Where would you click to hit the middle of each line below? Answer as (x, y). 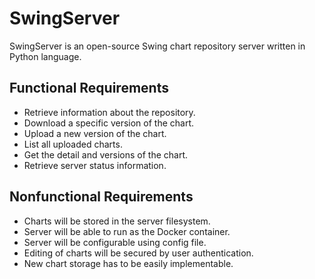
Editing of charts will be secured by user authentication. (138, 253)
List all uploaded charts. (73, 144)
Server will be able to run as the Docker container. (127, 231)
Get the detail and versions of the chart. (105, 154)
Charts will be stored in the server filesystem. (117, 221)
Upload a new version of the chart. (95, 133)
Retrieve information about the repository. (109, 112)
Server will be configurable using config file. (115, 242)
